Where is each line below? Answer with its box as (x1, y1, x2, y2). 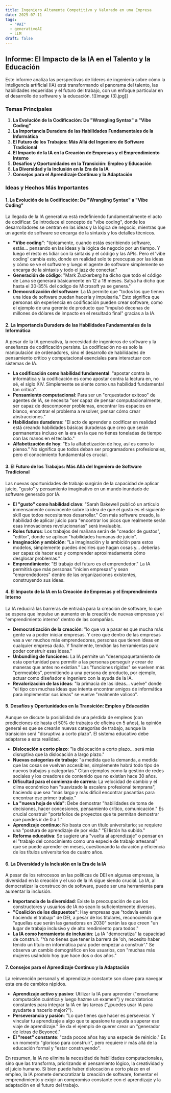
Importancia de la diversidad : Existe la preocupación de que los (12, 898, 149, 905)
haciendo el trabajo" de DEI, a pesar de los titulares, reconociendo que (12, 915, 162, 921)
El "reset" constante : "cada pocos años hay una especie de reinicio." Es (12, 1034, 166, 1040)
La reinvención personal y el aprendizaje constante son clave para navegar (5, 976, 163, 982)
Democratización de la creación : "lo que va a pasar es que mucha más (12, 626, 163, 632)
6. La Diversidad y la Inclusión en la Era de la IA (5, 861, 107, 867)
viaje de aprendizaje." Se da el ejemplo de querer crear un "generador (12, 1024, 160, 1030)
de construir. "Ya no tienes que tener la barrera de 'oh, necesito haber (12, 936, 160, 942)
